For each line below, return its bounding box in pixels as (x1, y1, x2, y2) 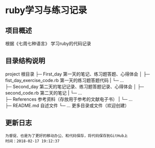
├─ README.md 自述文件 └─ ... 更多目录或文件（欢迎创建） (5, 102, 130, 108)
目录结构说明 (5, 56, 45, 65)
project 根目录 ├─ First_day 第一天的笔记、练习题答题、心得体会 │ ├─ (5, 71, 150, 77)
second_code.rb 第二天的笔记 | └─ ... (5, 90, 82, 96)
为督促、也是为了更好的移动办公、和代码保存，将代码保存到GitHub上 (5, 133, 128, 138)
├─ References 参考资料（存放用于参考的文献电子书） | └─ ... (5, 96, 133, 102)
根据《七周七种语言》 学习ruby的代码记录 (5, 41, 91, 46)
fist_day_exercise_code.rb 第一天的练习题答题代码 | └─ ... (5, 77, 124, 83)
